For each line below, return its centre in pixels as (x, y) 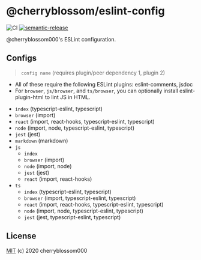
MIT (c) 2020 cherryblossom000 (47, 250)
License (21, 236)
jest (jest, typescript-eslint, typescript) (72, 217)
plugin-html (29, 97)
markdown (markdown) (41, 141)
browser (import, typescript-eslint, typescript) (80, 198)
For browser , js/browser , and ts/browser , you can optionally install (96, 91)
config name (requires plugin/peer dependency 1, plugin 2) (93, 73)
